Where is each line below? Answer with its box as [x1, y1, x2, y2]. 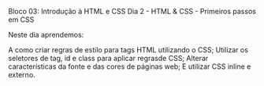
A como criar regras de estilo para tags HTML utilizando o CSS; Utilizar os [8, 45, 248, 54]
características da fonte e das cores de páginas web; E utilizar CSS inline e [8, 62, 251, 71]
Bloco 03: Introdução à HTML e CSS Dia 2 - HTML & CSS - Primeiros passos [8, 7, 256, 16]
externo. [8, 70, 35, 79]
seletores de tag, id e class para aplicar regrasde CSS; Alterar [8, 54, 209, 63]
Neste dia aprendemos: [8, 30, 84, 39]
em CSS [8, 15, 35, 24]
